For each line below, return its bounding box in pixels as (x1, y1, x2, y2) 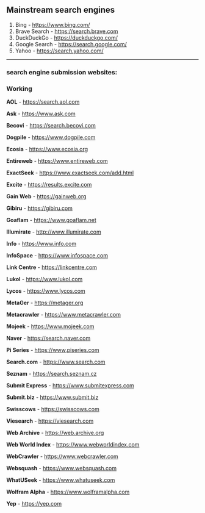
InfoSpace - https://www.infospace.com (6, 252, 109, 259)
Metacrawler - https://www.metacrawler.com (6, 311, 121, 318)
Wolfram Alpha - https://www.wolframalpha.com (6, 488, 130, 496)
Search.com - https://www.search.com (6, 358, 106, 365)
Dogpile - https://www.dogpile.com (6, 134, 96, 141)
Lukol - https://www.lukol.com (6, 276, 83, 283)
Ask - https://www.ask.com (6, 110, 76, 118)
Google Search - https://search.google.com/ (15, 40, 127, 48)
